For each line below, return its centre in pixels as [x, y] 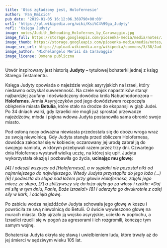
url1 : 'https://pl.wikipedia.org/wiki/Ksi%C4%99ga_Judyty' [68, 24]
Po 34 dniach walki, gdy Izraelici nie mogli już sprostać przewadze [73, 112]
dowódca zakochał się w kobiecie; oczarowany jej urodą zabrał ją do [75, 142]
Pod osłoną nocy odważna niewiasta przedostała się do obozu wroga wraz [82, 132]
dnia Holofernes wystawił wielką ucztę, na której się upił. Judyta [71, 153]
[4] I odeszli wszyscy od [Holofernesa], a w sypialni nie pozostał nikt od [79, 168]
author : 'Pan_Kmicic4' [29, 14]
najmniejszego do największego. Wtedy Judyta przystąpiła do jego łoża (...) [83, 173]
